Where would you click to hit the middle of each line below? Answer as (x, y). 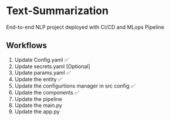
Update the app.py (37, 111)
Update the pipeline (38, 99)
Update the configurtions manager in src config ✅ (75, 86)
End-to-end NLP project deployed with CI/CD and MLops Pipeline (85, 27)
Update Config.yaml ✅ (42, 59)
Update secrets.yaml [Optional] (52, 66)
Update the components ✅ (47, 92)
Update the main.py (38, 105)
